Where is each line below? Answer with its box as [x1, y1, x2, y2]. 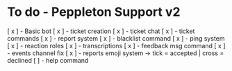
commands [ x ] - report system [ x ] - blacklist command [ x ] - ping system [7, 34, 225, 42]
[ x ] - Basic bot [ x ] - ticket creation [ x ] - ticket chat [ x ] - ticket [7, 27, 195, 35]
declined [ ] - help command [7, 56, 89, 64]
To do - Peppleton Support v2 [7, 4, 181, 20]
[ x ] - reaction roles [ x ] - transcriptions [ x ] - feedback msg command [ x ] [7, 41, 226, 50]
